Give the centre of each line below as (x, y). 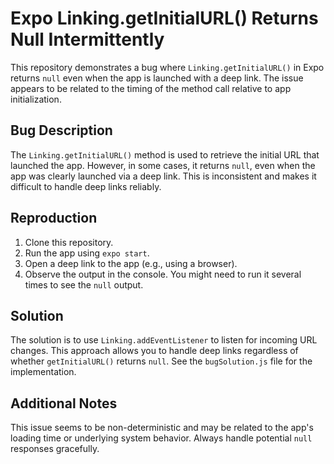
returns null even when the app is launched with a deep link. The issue (157, 78)
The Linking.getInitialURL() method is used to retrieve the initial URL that (165, 154)
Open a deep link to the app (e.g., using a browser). (131, 263)
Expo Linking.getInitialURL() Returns (164, 18)
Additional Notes (64, 403)
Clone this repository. (69, 242)
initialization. (36, 99)
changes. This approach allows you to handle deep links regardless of (154, 351)
